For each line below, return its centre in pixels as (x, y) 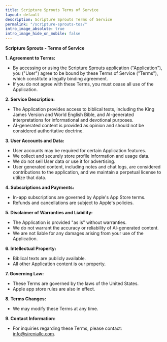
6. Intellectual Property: (31, 248)
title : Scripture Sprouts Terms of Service (52, 10)
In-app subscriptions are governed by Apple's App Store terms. (79, 197)
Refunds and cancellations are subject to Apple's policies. (73, 203)
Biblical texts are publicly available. (49, 258)
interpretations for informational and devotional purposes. (73, 120)
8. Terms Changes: (26, 299)
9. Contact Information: (30, 318)
